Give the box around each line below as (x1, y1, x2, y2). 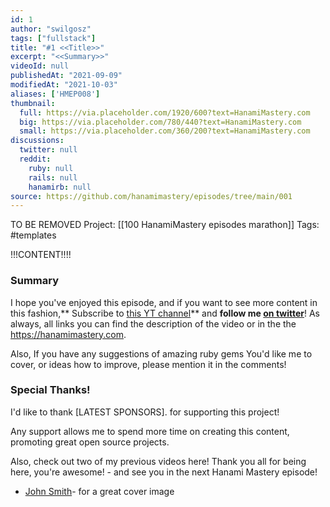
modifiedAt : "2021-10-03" (10, 80, 118, 90)
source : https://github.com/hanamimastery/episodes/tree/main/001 (10, 191, 293, 201)
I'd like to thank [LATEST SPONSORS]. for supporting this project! (10, 406, 280, 418)
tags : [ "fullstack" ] (10, 33, 97, 43)
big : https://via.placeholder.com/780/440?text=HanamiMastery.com (19, 117, 302, 127)
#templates (10, 229, 57, 241)
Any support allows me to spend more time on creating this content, (10, 425, 290, 437)
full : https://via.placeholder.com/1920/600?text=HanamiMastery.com (19, 107, 311, 118)
